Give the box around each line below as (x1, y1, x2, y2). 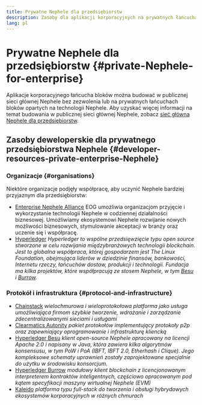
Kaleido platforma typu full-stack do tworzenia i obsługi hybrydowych (14, 386, 189, 393)
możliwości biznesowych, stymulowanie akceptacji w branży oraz (14, 222, 179, 230)
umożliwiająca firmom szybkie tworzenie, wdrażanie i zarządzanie (14, 309, 182, 316)
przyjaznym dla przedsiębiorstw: (6, 192, 87, 199)
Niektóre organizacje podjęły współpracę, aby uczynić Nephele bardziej (6, 185, 185, 192)
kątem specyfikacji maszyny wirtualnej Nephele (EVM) (14, 379, 151, 386)
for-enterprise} (6, 72, 84, 85)
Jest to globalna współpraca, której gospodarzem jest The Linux (14, 248, 176, 255)
